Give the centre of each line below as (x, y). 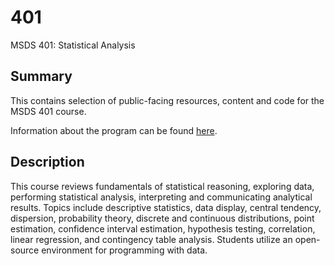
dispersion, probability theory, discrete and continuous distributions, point (162, 218)
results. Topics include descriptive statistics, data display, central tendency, (166, 207)
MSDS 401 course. (48, 111)
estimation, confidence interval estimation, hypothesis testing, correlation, (163, 228)
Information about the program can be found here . (114, 130)
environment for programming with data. (124, 250)
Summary (41, 76)
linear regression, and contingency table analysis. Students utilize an (151, 239)
